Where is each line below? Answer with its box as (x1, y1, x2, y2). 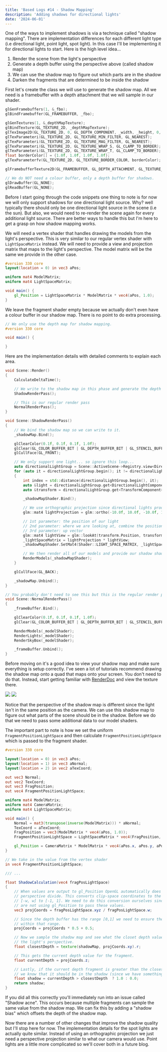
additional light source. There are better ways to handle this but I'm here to (5, 215, 158, 221)
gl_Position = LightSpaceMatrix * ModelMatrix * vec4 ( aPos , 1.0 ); (14, 293, 155, 298)
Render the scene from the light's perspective (12, 56, 107, 62)
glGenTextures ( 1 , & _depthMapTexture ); (5, 121, 85, 126)
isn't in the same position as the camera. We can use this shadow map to (5, 707, 155, 713)
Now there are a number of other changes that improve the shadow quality (5, 1020, 158, 1026)
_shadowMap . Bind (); (14, 432, 55, 437)
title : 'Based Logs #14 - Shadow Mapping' (5, 7, 94, 12)
